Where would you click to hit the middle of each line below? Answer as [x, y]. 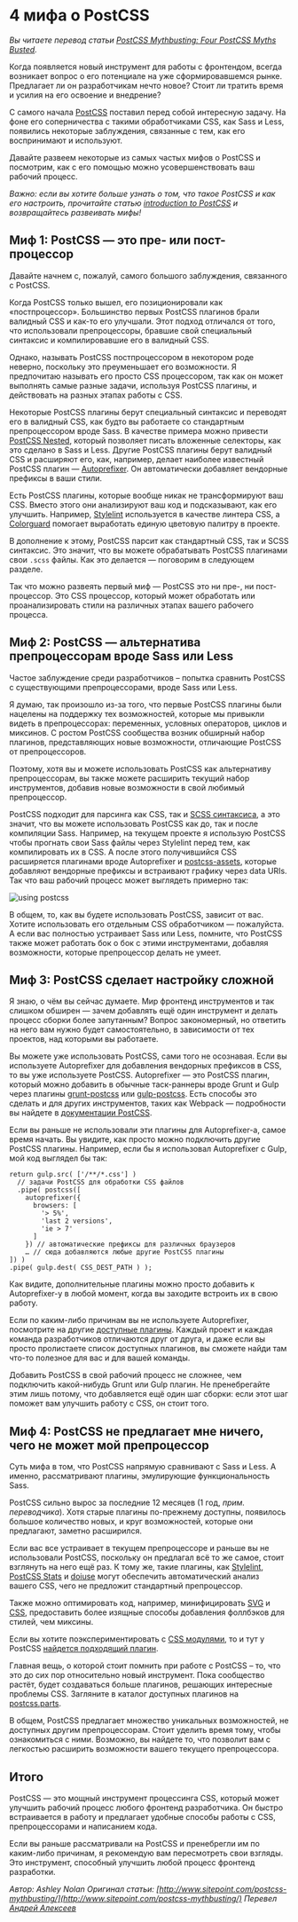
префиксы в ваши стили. [56, 478]
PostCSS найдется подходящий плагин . [84, 1649]
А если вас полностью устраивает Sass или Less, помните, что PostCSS [146, 933]
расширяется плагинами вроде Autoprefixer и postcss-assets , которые [143, 861]
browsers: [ [55, 1206]
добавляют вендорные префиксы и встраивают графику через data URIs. [148, 870]
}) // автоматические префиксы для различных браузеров [131, 1245]
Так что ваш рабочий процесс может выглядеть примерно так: [129, 880]
